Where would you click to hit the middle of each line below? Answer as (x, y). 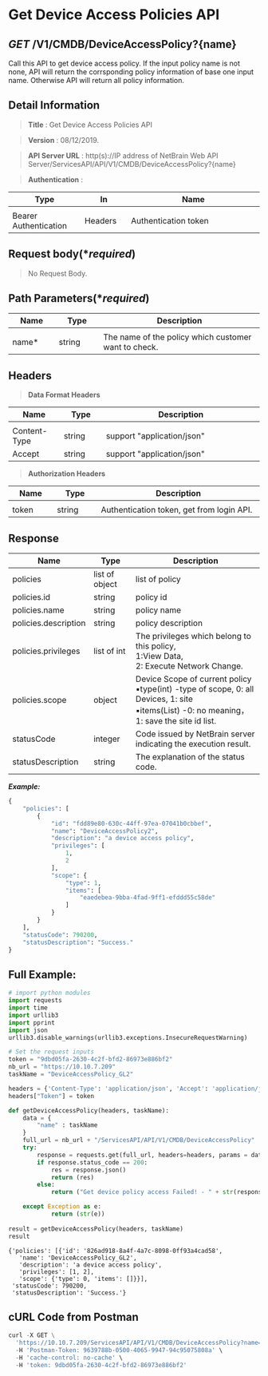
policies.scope (39, 700)
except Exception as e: (62, 1207)
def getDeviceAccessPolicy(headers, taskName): (89, 1110)
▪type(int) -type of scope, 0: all (195, 689)
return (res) (72, 1177)
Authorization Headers (67, 474)
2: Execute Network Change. (189, 666)
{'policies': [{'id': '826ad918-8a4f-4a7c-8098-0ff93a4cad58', (116, 1251)
